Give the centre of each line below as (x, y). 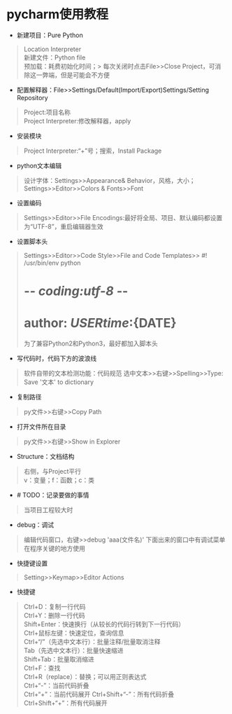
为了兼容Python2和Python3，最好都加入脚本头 (91, 343)
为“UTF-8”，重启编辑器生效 (63, 226)
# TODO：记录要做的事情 (53, 495)
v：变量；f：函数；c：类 (59, 480)
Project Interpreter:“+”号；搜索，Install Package (93, 151)
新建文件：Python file (55, 57)
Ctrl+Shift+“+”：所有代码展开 (65, 703)
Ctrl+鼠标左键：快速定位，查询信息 (74, 633)
